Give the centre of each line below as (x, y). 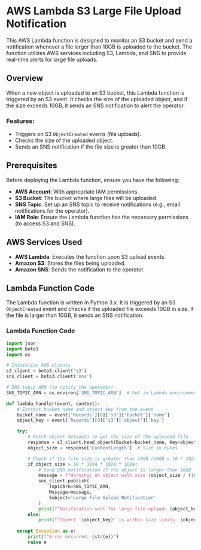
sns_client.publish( (64, 481)
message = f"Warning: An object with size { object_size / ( (115, 475)
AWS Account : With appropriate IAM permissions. (77, 191)
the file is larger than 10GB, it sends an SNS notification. (75, 315)
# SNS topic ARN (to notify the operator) (60, 388)
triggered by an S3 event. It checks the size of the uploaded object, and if (97, 99)
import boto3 (22, 349)
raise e (37, 542)
